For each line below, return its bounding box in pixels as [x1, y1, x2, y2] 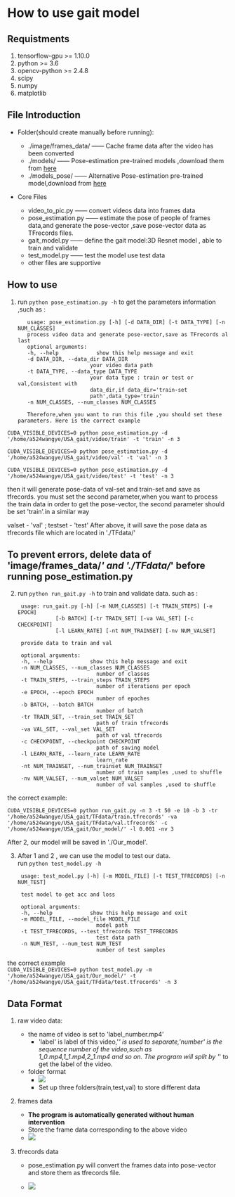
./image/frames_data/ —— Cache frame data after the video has [27, 141, 214, 150]
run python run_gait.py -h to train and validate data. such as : [17, 589, 199, 598]
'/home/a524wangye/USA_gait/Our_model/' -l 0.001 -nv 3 [7, 826, 174, 833]
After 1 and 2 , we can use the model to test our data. [17, 852, 170, 860]
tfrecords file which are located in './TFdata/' [7, 528, 135, 537]
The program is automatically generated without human [27, 1110, 194, 1119]
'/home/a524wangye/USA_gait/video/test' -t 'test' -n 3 [7, 473, 174, 480]
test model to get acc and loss [20, 891, 116, 898]
